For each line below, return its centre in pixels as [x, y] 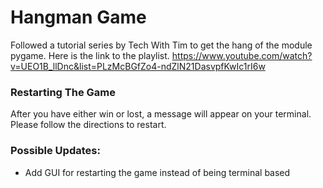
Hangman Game [78, 17]
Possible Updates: [55, 151]
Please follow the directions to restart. [88, 125]
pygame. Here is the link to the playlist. [90, 55]
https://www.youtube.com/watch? [242, 55]
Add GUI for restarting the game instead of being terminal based [157, 172]
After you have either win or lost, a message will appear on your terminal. [161, 114]
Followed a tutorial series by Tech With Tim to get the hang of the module [161, 45]
